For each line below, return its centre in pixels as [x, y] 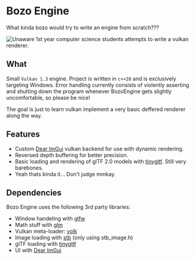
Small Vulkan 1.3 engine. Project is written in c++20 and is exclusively [91, 78]
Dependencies [34, 192]
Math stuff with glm [39, 225]
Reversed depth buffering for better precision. [71, 155]
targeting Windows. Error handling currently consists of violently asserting [98, 85]
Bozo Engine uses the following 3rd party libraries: [68, 207]
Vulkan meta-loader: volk [46, 232]
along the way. [24, 115]
